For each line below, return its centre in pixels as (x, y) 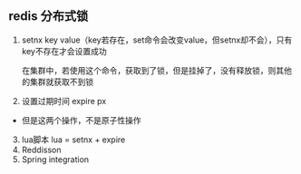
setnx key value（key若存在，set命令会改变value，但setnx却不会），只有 (157, 40)
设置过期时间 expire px (64, 101)
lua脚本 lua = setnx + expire (73, 140)
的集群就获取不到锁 (58, 82)
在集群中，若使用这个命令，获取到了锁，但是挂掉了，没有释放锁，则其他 (156, 70)
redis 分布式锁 (49, 16)
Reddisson (41, 150)
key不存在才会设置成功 (64, 51)
